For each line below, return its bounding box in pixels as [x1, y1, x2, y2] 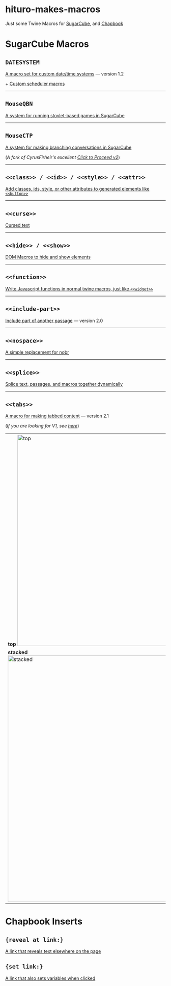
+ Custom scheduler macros [5, 81, 65, 87]
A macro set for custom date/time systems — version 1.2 [5, 70, 124, 77]
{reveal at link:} [5, 936, 64, 943]
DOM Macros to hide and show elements [5, 254, 91, 260]
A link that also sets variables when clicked [5, 975, 96, 981]
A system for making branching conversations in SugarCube [5, 144, 132, 150]
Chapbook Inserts [5, 916, 83, 927]
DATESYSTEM [5, 59, 40, 66]
